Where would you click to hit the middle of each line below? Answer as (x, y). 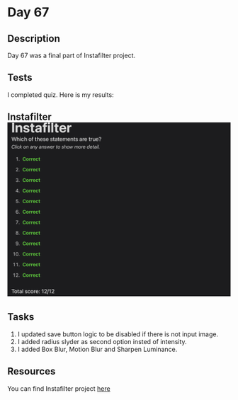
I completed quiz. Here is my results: (61, 95)
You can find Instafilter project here (59, 388)
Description (34, 39)
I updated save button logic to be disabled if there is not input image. (118, 334)
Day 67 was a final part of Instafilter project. (72, 55)
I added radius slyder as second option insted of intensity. (102, 341)
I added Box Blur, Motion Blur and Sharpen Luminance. (97, 349)
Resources (32, 371)
